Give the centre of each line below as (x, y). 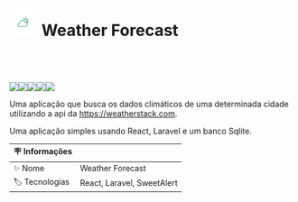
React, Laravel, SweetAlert (129, 183)
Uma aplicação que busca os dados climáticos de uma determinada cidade (149, 104)
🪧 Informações (42, 151)
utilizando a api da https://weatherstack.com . (93, 113)
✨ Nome (29, 168)
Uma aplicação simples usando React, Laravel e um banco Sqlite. (131, 131)
